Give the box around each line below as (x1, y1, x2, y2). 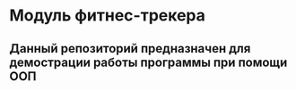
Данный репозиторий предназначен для (9, 41, 251, 56)
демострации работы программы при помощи (9, 54, 288, 70)
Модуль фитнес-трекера (9, 5, 206, 26)
